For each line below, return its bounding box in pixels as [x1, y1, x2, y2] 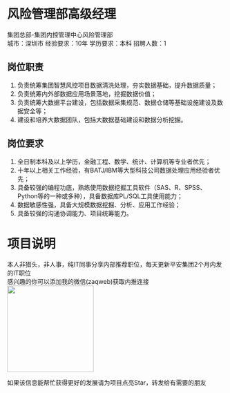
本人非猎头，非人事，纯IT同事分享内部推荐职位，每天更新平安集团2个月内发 [7, 260, 222, 268]
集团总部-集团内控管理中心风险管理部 [7, 30, 113, 39]
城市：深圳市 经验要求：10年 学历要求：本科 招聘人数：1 [7, 39, 167, 47]
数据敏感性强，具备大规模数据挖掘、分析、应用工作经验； [17, 200, 181, 209]
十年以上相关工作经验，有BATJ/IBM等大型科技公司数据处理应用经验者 [17, 166, 215, 174]
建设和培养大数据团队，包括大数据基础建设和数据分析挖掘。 [17, 115, 187, 124]
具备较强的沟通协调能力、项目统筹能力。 [17, 209, 133, 218]
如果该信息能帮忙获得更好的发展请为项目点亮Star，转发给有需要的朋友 [7, 378, 207, 387]
